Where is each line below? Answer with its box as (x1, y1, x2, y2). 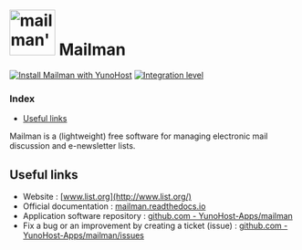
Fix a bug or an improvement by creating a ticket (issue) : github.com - (22, 220, 288, 232)
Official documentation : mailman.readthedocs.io (22, 201, 206, 212)
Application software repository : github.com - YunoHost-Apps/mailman (22, 211, 294, 222)
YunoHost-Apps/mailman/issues (22, 230, 144, 241)
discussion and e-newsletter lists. (9, 141, 136, 151)
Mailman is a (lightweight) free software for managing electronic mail (9, 130, 268, 141)
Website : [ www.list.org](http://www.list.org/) (22, 192, 192, 203)
